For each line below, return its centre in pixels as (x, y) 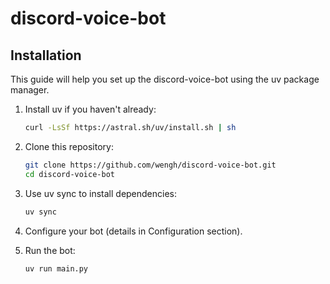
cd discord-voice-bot (69, 174)
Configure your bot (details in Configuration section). (133, 231)
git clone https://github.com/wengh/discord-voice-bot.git (150, 165)
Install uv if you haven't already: (90, 109)
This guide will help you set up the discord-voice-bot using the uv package (165, 79)
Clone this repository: (69, 146)
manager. (30, 90)
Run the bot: (50, 250)
